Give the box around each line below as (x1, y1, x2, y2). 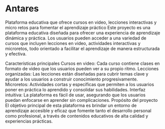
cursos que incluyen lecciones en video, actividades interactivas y (5, 40, 141, 46)
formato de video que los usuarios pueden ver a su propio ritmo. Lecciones (5, 65, 159, 72)
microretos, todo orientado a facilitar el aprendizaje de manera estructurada (5, 45, 160, 51)
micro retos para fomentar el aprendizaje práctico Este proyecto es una (5, 24, 151, 30)
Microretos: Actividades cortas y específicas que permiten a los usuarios (5, 81, 155, 87)
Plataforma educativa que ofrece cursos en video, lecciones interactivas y (5, 19, 157, 25)
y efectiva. (5, 50, 27, 57)
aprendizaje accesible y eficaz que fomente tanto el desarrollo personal (5, 107, 152, 114)
